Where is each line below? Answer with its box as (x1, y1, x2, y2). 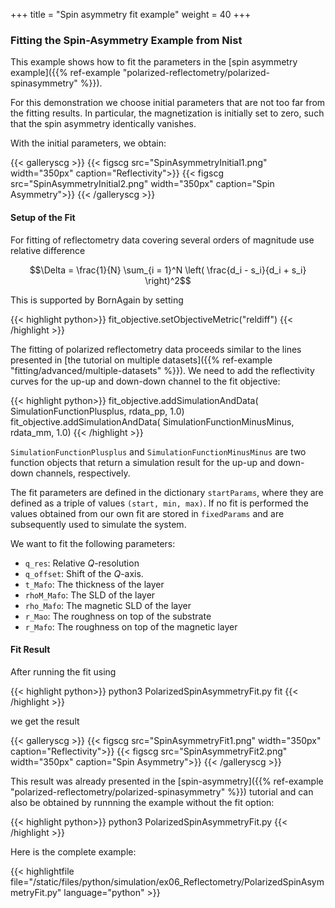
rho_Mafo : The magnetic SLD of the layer (24, 599, 192, 611)
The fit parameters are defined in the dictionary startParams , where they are (10, 486, 324, 498)
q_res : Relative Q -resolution (24, 557, 140, 569)
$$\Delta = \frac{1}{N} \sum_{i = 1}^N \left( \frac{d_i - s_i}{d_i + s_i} (29, 264, 307, 276)
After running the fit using (10, 665, 117, 678)
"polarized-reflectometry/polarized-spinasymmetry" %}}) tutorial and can (10, 785, 314, 798)
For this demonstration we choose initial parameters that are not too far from (10, 97, 326, 109)
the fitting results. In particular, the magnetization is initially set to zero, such (10, 107, 325, 119)
